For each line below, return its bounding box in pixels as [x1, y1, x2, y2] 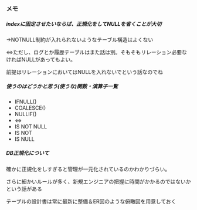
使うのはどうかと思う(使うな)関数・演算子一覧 [6, 83, 118, 90]
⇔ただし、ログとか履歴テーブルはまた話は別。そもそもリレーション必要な [6, 48, 188, 56]
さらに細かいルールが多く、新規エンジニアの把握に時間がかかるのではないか [6, 178, 191, 185]
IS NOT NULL [14, 123, 47, 130]
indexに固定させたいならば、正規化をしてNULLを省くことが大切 [6, 20, 162, 27]
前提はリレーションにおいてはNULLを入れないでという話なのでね [6, 68, 163, 75]
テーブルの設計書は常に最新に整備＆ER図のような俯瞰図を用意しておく [6, 198, 176, 205]
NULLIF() [14, 110, 37, 117]
